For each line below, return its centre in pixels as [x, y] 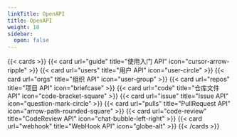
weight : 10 [23, 27]
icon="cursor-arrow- [199, 62]
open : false [32, 40]
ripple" [17, 70]
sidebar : [20, 34]
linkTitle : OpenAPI [36, 14]
